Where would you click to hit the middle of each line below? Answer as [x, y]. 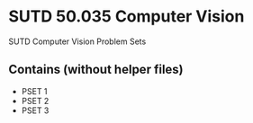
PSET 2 [35, 101]
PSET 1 [34, 91]
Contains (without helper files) [96, 70]
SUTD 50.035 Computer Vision [126, 17]
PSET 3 [35, 110]
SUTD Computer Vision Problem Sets [77, 41]
